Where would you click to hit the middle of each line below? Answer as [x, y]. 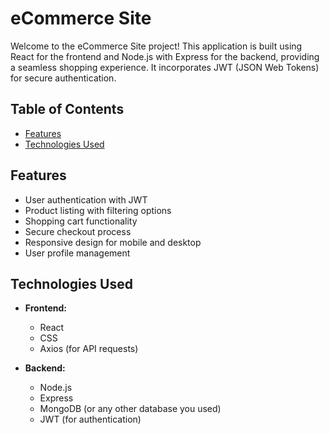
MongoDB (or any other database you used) [130, 409]
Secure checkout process [78, 231]
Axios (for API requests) [89, 349]
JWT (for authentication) [90, 419]
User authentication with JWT [86, 199]
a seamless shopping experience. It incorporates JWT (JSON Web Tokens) [165, 67]
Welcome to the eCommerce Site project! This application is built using [156, 46]
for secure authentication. [63, 78]
